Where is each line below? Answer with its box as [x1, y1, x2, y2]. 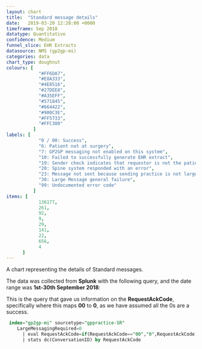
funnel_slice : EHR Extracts [6, 43, 77, 49]
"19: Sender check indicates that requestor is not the [38, 160, 182, 166]
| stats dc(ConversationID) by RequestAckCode [22, 336, 141, 343]
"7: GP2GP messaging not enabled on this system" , [38, 149, 168, 155]
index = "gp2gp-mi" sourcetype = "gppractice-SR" [8, 320, 125, 326]
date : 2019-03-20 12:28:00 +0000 [6, 20, 96, 26]
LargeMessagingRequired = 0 [17, 326, 82, 332]
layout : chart [6, 8, 42, 15]
